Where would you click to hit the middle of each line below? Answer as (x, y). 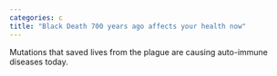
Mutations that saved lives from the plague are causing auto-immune (139, 52)
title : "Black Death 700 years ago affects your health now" (128, 26)
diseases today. (39, 62)
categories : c (36, 18)
